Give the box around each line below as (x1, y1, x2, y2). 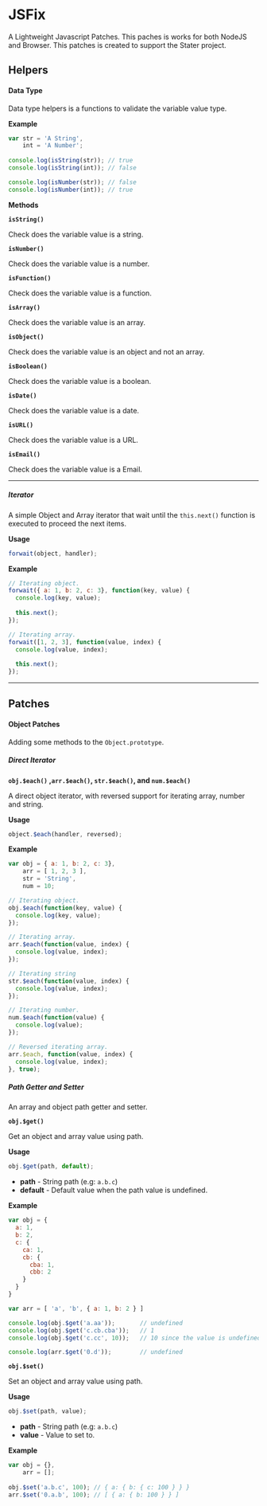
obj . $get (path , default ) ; (8, 1163, 94, 1171)
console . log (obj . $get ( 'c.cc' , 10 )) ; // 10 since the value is (8, 1334, 226, 1342)
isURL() (8, 421, 34, 429)
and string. (8, 799, 44, 809)
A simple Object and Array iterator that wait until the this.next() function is (8, 510, 256, 519)
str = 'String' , (22, 874, 77, 883)
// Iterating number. (8, 1006, 80, 1015)
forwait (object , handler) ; (8, 550, 98, 557)
